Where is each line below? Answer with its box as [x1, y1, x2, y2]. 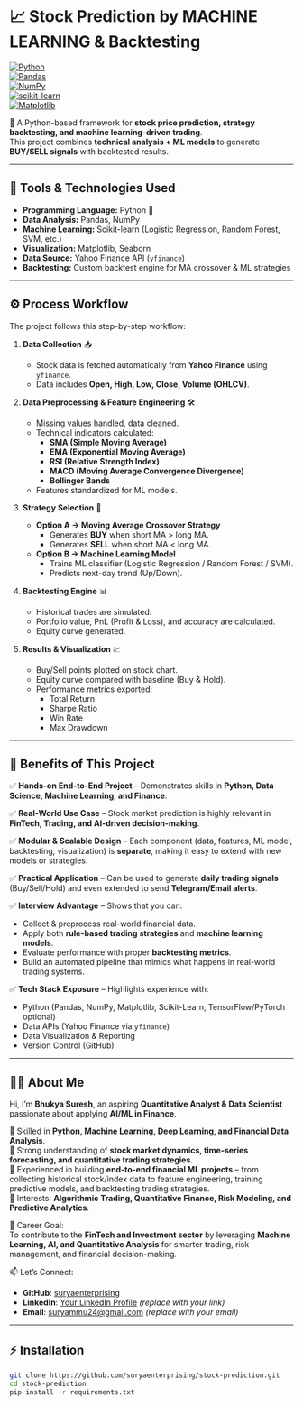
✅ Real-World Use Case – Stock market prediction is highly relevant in [9, 808, 271, 819]
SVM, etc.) [22, 233, 62, 244]
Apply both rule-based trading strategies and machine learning [22, 928, 264, 939]
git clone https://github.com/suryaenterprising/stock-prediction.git [9, 1371, 280, 1380]
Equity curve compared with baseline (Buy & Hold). [35, 674, 226, 685]
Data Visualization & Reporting [22, 1031, 135, 1042]
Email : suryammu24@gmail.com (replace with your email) [22, 1307, 239, 1318]
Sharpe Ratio [49, 703, 97, 713]
